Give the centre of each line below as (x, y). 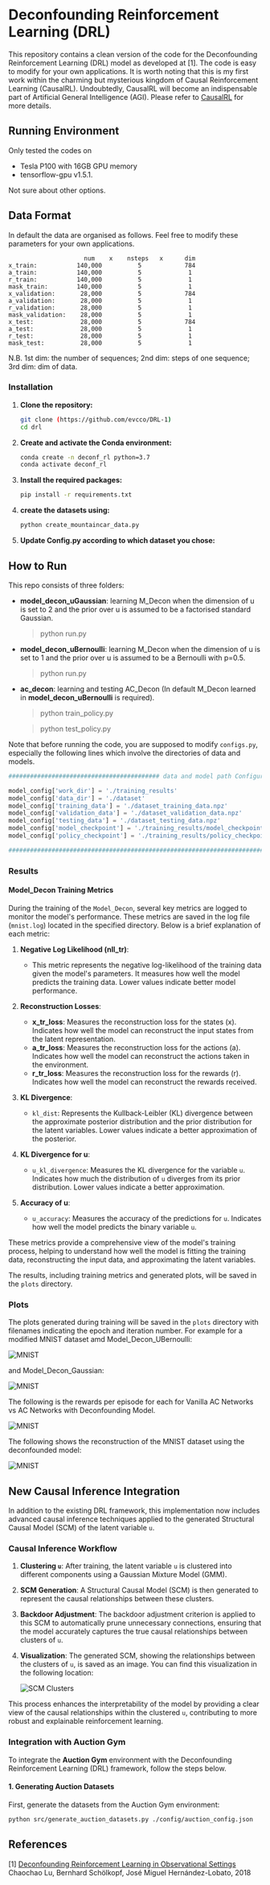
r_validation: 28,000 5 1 (100, 308)
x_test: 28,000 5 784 (102, 322)
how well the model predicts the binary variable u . (114, 1227)
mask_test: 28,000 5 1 (100, 343)
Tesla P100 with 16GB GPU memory (79, 166)
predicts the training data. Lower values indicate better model (134, 982)
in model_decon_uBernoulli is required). (87, 697)
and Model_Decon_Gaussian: (56, 1371)
